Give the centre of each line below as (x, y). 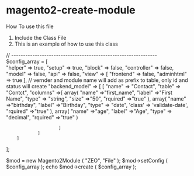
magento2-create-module (71, 10)
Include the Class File (40, 37)
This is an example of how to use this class (66, 44)
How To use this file (30, 26)
